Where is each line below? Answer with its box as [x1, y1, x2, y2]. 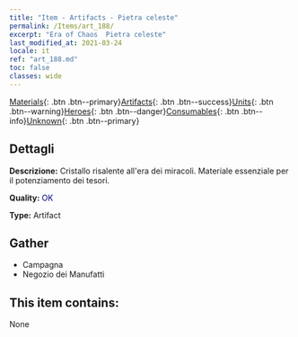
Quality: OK [9, 192, 54, 203]
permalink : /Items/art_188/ [9, 22, 115, 31]
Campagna [22, 260, 64, 270]
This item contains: [9, 295, 119, 310]
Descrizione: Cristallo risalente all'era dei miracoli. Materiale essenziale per [9, 165, 289, 176]
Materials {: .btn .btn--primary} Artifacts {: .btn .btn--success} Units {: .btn [9, 96, 274, 107]
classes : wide [9, 72, 63, 81]
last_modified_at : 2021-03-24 [9, 38, 123, 48]
